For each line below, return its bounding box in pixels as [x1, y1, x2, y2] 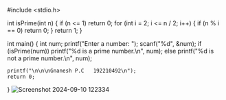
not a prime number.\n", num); [7, 54, 93, 62]
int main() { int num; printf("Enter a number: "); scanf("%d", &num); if [7, 40, 202, 47]
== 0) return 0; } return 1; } [7, 27, 82, 34]
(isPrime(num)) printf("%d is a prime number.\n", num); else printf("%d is [7, 47, 214, 55]
